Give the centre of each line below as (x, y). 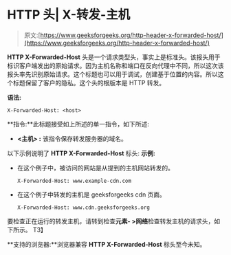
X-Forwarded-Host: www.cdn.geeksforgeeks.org (83, 208)
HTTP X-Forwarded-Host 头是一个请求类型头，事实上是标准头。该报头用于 (114, 57)
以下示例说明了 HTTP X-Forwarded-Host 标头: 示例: (81, 153)
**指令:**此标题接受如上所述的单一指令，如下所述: (78, 124)
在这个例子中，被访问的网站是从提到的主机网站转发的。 (95, 168)
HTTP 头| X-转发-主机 (69, 15)
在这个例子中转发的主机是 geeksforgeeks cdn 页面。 (91, 195)
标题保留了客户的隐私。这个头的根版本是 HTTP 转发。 (89, 82)
